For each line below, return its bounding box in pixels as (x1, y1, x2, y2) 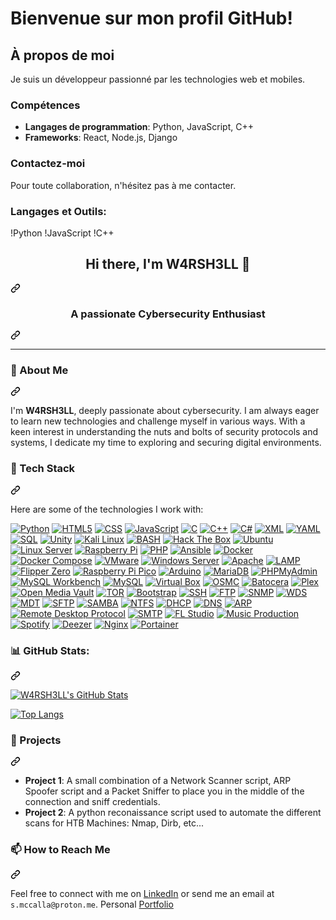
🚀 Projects (10, 733, 62, 747)
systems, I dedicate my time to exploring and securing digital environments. (10, 437, 322, 449)
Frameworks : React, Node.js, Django (24, 132, 178, 144)
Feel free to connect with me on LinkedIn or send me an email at (10, 888, 275, 900)
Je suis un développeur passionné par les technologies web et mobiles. (10, 73, 306, 85)
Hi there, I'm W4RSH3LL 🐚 (85, 256, 251, 273)
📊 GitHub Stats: (10, 643, 90, 657)
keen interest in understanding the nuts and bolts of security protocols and (10, 426, 319, 438)
